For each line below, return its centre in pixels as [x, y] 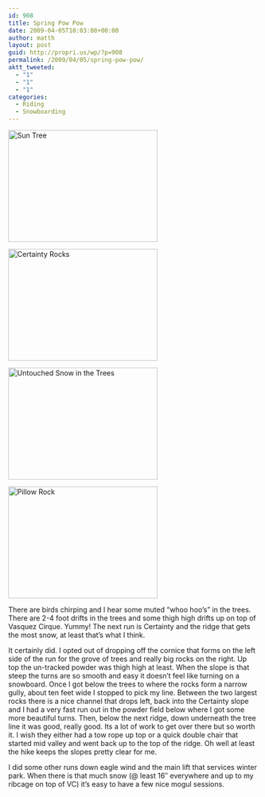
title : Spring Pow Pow [46, 23]
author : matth [32, 38]
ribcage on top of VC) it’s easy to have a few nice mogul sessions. [116, 784]
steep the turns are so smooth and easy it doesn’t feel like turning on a [124, 676]
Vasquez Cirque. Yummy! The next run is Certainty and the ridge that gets [129, 626]
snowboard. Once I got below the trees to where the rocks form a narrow [128, 684]
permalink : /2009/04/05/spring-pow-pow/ [76, 60]
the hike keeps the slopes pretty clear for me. [83, 752]
